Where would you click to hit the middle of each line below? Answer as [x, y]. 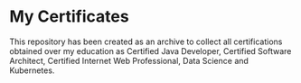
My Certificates [69, 17]
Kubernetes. [32, 70]
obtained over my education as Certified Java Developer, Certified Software [150, 51]
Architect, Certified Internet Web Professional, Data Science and [129, 60]
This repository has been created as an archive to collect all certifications [146, 41]
